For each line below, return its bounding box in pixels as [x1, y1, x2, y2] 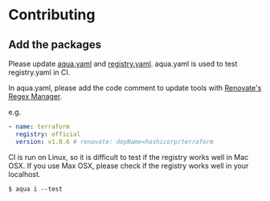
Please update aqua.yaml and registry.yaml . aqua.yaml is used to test [8, 59, 238, 68]
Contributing [8, 6, 96, 24]
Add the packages [8, 38, 102, 51]
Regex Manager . [8, 92, 63, 101]
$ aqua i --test [8, 185, 63, 193]
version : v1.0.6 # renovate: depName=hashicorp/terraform [15, 137, 215, 146]
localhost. [8, 169, 41, 178]
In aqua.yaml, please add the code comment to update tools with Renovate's [8, 83, 262, 92]
